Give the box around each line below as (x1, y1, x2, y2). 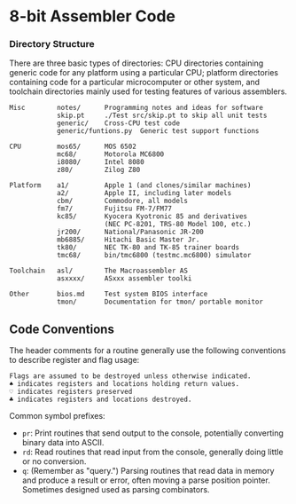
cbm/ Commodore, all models (56, 197, 189, 206)
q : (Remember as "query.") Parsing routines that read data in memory (21, 466, 275, 476)
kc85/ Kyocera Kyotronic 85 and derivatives (56, 212, 248, 221)
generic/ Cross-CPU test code (56, 119, 180, 128)
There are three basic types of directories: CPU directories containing (9, 58, 264, 68)
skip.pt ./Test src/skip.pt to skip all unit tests (56, 111, 268, 121)
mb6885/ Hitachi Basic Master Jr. (56, 235, 200, 245)
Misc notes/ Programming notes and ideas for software (9, 104, 264, 113)
